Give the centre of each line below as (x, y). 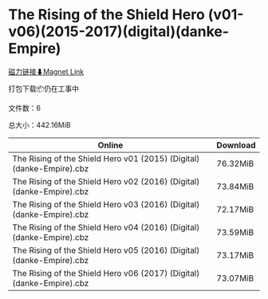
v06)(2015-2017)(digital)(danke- (119, 31)
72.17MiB (235, 209)
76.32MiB (235, 163)
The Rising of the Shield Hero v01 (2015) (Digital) (106, 159)
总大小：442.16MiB (40, 124)
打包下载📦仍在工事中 (44, 89)
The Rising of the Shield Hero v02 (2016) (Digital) (106, 181)
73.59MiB (235, 232)
